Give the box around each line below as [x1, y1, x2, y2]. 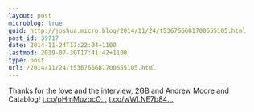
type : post [8, 57, 45, 65]
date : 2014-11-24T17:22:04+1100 [8, 42, 117, 50]
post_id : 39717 [8, 34, 59, 42]
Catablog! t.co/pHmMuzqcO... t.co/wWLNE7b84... [8, 94, 174, 104]
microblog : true [8, 19, 63, 27]
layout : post [8, 11, 52, 20]
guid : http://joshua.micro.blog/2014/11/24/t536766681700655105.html [8, 26, 247, 34]
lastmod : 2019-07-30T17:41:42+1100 [8, 49, 128, 57]
